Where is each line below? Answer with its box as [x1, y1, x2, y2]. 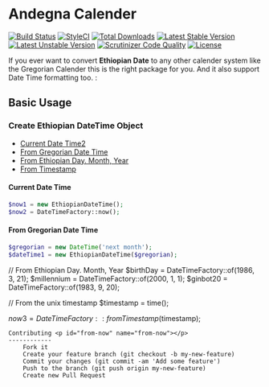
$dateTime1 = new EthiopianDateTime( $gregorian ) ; [8, 250, 178, 258]
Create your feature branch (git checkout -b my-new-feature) [22, 350, 235, 358]
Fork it [22, 343, 48, 351]
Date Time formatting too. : [8, 72, 98, 82]
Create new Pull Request [22, 371, 106, 379]
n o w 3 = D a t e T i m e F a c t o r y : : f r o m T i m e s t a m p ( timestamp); [8, 313, 201, 323]
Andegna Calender [8, 5, 137, 23]
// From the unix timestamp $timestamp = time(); [8, 298, 169, 307]
